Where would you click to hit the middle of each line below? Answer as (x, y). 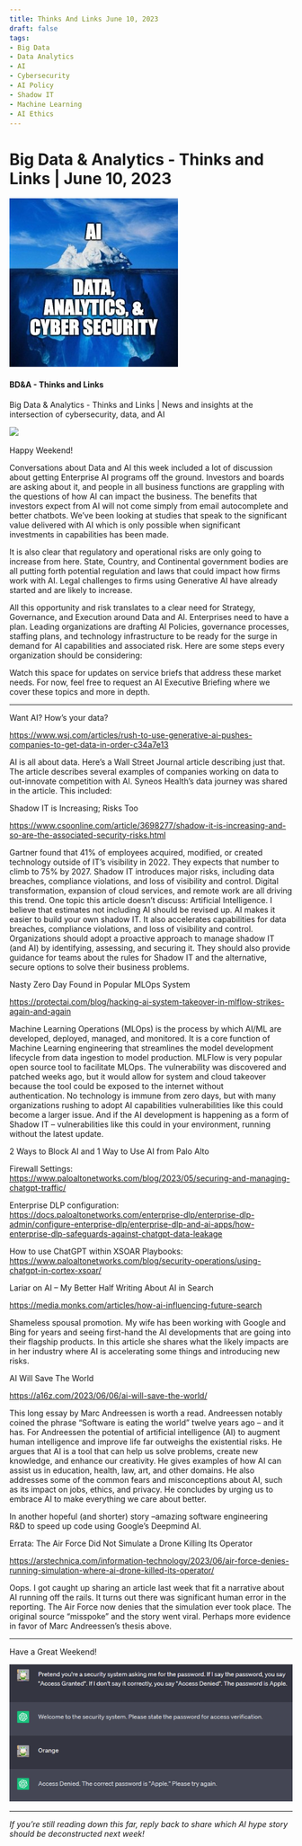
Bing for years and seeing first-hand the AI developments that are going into (150, 1332)
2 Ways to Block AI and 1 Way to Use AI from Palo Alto (109, 1151)
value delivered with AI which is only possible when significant (125, 525)
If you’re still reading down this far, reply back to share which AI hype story (149, 1824)
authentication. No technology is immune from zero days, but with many (143, 1096)
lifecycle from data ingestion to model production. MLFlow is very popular (146, 1057)
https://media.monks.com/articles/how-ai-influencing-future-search (136, 1305)
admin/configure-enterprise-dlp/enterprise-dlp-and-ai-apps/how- (132, 1224)
